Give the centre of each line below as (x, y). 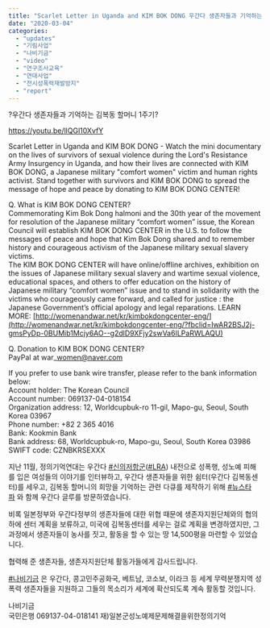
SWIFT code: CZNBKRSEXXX (57, 450)
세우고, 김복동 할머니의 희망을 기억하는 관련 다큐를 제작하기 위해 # (129, 487)
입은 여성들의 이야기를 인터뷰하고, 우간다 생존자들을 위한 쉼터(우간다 (123, 477)
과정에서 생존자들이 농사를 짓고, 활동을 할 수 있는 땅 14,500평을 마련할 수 (123, 534)
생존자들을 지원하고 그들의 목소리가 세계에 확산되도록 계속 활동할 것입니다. (139, 588)
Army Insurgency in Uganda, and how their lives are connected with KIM (129, 164)
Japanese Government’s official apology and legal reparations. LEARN (125, 308)
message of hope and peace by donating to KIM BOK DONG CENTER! (124, 189)
